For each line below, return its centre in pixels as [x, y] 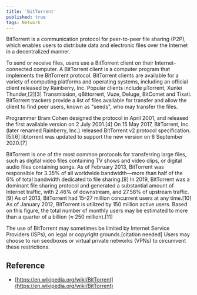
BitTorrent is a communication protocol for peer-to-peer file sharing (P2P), [96, 39]
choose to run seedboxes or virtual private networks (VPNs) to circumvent [96, 241]
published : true [26, 17]
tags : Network [24, 22]
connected [19, 69]
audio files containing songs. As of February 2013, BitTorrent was [85, 167]
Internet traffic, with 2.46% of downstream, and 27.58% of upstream [89, 192]
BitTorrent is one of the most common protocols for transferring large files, [96, 155]
